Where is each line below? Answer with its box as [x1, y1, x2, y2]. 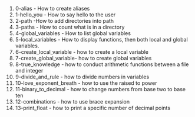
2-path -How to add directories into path [15, 18, 114, 24]
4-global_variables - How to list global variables [15, 30, 131, 37]
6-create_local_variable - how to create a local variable [15, 49, 149, 55]
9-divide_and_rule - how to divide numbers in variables [15, 73, 150, 80]
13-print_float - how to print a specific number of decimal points [15, 105, 170, 111]
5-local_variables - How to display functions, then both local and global [15, 36, 188, 43]
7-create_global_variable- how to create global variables [15, 55, 152, 61]
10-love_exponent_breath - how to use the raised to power [15, 80, 157, 87]
